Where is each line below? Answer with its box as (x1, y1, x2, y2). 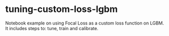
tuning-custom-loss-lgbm (5, 3, 118, 15)
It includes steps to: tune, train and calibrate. (5, 25, 98, 31)
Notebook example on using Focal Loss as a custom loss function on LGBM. (5, 20, 164, 26)
